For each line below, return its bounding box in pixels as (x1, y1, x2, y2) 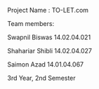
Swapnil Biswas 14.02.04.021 (7, 33, 91, 41)
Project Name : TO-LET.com (7, 6, 89, 14)
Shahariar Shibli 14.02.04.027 (7, 47, 93, 55)
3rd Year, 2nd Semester (7, 74, 76, 82)
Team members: (7, 20, 55, 27)
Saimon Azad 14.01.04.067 (7, 60, 84, 69)
